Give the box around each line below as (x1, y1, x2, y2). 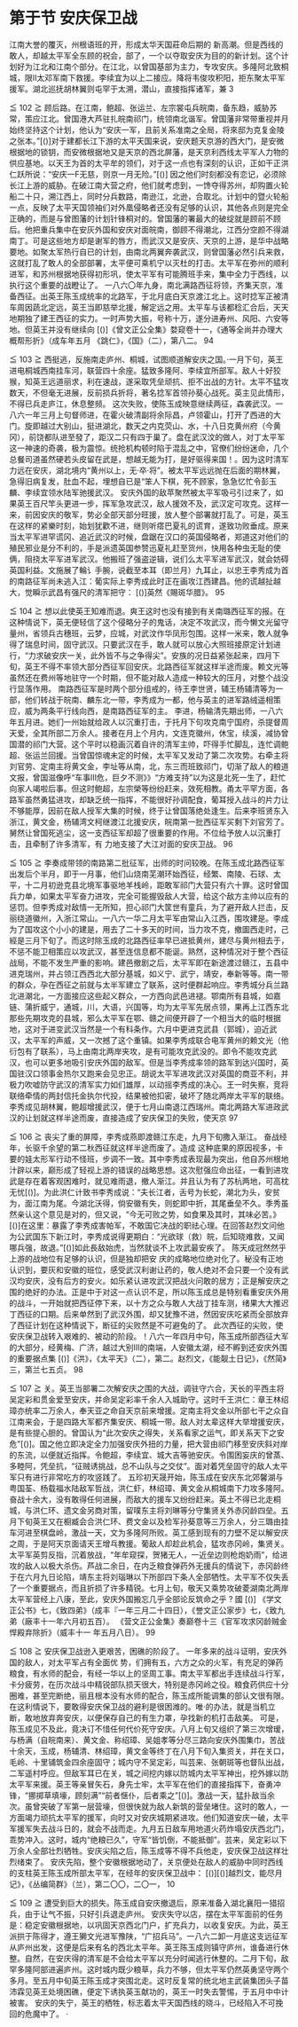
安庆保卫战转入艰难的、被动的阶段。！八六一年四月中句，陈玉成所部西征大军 (9, 1331, 289, 1341)
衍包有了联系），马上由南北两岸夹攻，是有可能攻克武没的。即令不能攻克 (9, 1046, 270, 1057)
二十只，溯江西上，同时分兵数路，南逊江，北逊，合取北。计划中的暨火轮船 (16, 191, 289, 201)
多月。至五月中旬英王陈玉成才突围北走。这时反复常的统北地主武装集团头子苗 (9, 1975, 289, 1985)
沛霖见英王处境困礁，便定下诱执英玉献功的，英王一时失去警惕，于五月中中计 (9, 1986, 289, 1997)
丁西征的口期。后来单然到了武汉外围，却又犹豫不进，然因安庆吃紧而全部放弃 (9, 1308, 289, 1319)
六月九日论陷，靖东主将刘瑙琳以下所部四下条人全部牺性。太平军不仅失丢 (24, 1571, 289, 1582)
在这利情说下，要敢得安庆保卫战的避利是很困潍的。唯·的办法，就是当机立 (9, 1701, 277, 1712)
